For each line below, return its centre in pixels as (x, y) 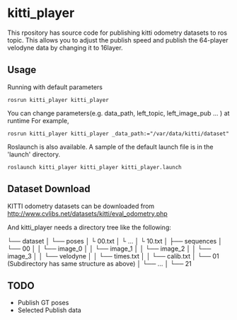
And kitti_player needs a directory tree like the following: (89, 227)
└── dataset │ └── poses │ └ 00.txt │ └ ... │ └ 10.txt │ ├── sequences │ (115, 241)
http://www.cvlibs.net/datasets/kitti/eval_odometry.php (87, 213)
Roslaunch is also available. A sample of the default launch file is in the (110, 147)
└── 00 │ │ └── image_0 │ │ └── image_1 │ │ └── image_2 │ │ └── (109, 248)
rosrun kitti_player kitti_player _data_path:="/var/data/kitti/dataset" (118, 133)
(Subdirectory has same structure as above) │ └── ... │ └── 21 (100, 263)
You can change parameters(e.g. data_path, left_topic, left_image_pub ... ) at (118, 113)
